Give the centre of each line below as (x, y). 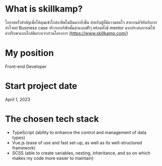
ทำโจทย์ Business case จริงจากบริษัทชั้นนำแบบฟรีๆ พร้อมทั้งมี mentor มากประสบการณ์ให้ (80, 28)
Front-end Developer (26, 66)
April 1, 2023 (18, 99)
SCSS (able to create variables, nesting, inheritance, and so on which (81, 153)
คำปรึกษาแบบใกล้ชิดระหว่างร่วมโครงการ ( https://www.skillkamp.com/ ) (67, 33)
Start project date (41, 86)
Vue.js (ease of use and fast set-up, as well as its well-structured (77, 143)
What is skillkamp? (44, 9)
